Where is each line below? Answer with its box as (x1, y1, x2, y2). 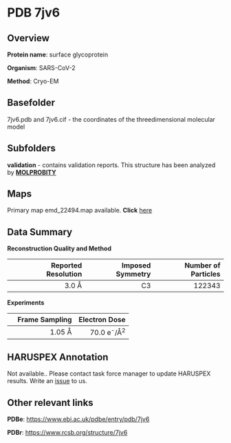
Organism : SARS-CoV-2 (7, 64, 76, 72)
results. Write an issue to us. (7, 377, 88, 385)
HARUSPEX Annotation (7, 351, 109, 363)
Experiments (7, 299, 45, 307)
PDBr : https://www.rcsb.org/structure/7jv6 (7, 429, 128, 437)
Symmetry (115, 270, 151, 279)
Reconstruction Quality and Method (7, 244, 112, 252)
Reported (50, 261, 82, 270)
